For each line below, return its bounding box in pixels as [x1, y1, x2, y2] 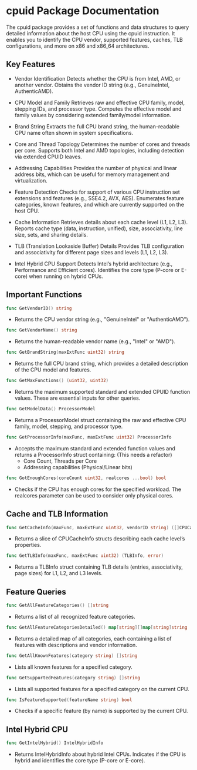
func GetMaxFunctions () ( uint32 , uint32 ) [6, 378, 109, 384]
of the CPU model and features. [14, 366, 91, 373]
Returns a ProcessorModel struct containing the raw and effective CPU [14, 416, 186, 423]
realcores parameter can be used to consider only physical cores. [14, 492, 174, 499]
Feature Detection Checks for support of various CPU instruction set [14, 188, 180, 195]
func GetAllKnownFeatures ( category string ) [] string [6, 652, 138, 659]
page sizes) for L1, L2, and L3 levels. [14, 570, 103, 577]
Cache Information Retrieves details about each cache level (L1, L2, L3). [14, 218, 188, 225]
